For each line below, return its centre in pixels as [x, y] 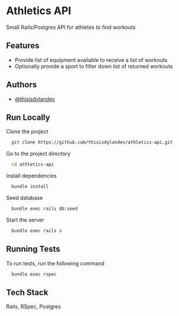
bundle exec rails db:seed [45, 209]
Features [23, 46]
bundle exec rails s [37, 231]
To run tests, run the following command [55, 263]
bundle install [30, 187]
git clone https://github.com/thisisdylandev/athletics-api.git [92, 143]
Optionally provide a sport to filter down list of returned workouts [94, 66]
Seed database [25, 198]
